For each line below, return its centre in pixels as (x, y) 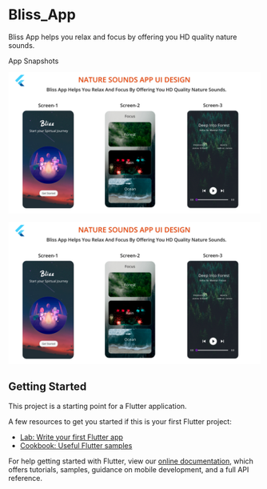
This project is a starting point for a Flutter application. (98, 406)
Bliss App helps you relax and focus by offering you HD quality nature (123, 37)
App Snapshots (34, 61)
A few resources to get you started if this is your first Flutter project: (120, 421)
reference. (25, 478)
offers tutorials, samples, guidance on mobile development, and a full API (129, 469)
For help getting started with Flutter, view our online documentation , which (131, 461)
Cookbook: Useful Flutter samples (76, 445)
